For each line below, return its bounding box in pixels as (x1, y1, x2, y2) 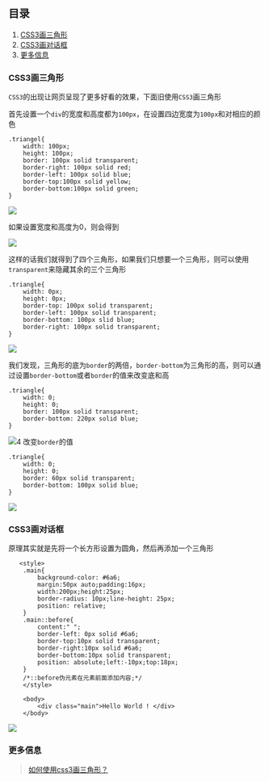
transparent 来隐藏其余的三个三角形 (8, 265, 127, 274)
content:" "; (37, 623, 82, 631)
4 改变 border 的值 (16, 437, 74, 447)
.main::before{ (23, 616, 74, 625)
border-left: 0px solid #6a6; (37, 630, 139, 638)
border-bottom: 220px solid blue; (23, 415, 139, 423)
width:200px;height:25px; (37, 588, 125, 596)
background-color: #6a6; (37, 574, 121, 582)
